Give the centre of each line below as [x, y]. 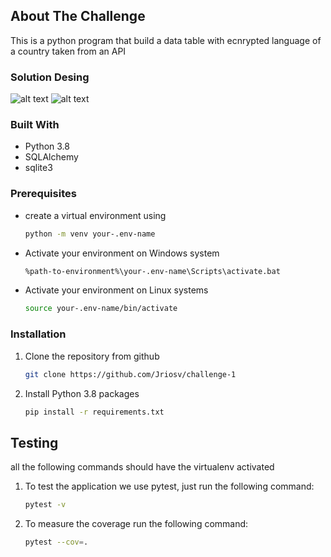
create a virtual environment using [95, 215]
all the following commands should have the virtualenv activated [142, 467]
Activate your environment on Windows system [122, 253]
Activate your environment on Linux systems [116, 290]
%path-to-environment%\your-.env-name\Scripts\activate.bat [152, 271]
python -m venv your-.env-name [90, 234]
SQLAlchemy [51, 157]
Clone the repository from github [92, 356]
